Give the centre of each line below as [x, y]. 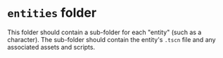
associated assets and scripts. [51, 47]
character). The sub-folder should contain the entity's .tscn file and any [111, 39]
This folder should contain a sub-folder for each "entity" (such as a [104, 32]
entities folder [52, 13]
